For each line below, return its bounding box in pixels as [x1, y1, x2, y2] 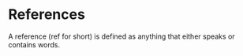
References [8, 6, 85, 24]
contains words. [8, 39, 61, 49]
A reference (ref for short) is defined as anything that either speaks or [8, 32, 235, 41]
